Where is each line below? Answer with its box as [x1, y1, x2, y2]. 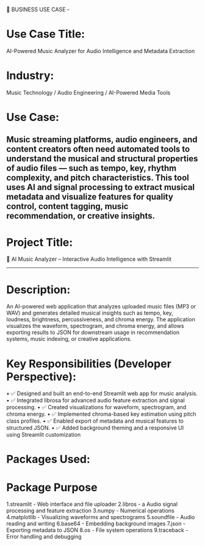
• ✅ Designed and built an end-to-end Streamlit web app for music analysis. [6, 390, 198, 397]
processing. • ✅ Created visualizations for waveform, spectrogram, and [6, 404, 187, 411]
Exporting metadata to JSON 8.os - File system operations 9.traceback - [6, 526, 189, 534]
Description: [6, 283, 71, 296]
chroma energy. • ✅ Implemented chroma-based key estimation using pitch [6, 410, 196, 418]
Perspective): [6, 369, 76, 384]
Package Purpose [6, 480, 98, 494]
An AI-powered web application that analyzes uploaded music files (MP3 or [6, 303, 196, 310]
